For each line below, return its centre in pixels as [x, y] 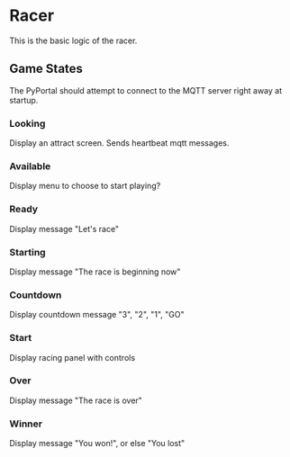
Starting [28, 252]
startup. [24, 100]
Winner [26, 424]
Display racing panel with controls [72, 357]
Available [30, 166]
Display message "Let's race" [64, 228]
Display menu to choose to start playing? [85, 186]
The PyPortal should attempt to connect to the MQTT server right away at [145, 90]
